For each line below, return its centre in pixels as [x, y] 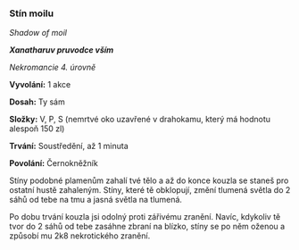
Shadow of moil [38, 33]
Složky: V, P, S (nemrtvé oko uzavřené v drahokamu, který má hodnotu [140, 120]
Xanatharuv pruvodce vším [62, 50]
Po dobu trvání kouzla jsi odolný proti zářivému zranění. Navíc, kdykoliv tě [145, 217]
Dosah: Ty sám [37, 102]
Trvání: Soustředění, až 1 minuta [69, 146]
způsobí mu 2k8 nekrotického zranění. [80, 236]
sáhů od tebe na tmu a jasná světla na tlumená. [96, 200]
